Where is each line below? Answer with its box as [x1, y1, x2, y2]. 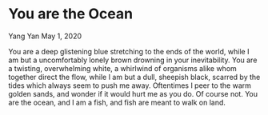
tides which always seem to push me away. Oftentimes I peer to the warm [8, 81, 252, 90]
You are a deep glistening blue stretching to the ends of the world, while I [8, 46, 250, 56]
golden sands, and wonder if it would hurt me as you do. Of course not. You [8, 89, 258, 98]
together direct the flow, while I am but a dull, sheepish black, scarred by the [8, 72, 261, 81]
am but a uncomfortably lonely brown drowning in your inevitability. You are [8, 55, 258, 65]
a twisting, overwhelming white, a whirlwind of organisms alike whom [8, 63, 238, 73]
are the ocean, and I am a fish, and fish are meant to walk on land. [8, 97, 226, 107]
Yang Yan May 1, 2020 [8, 31, 82, 41]
